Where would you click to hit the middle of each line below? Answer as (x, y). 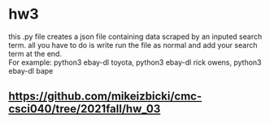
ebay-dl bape (31, 70)
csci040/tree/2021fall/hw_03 (85, 109)
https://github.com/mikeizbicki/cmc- (105, 97)
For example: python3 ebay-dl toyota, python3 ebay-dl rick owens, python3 (135, 62)
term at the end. (35, 53)
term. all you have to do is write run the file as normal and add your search (133, 45)
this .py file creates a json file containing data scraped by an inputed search (135, 36)
